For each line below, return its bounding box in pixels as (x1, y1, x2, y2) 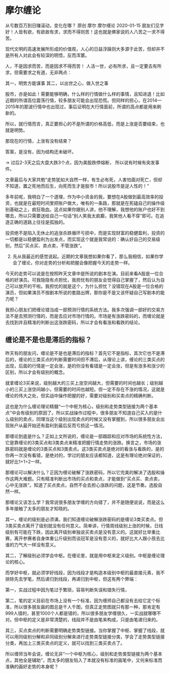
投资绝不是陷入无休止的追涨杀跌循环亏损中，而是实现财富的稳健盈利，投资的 (5, 229, 165, 236)
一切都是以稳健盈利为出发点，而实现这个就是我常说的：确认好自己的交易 (5, 236, 156, 242)
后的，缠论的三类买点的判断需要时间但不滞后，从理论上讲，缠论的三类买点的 (5, 356, 165, 362)
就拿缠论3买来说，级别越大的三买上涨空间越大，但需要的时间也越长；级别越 (5, 380, 163, 386)
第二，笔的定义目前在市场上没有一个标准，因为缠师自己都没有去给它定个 (5, 597, 156, 603)
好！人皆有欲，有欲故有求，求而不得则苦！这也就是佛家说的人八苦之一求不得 (5, 28, 165, 35)
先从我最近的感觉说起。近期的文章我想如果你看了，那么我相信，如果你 (12, 253, 159, 259)
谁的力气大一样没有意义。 (5, 542, 59, 548)
